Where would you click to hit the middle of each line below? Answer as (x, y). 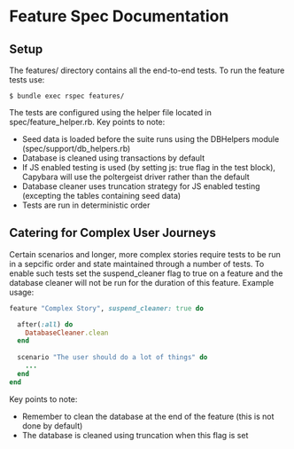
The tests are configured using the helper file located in (111, 112)
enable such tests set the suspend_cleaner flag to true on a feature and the (146, 273)
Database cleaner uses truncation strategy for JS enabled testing (141, 186)
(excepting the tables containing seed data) (101, 196)
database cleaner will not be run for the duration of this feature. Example (142, 282)
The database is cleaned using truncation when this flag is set (135, 435)
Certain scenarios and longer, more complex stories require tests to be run (145, 254)
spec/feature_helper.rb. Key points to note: (87, 122)
